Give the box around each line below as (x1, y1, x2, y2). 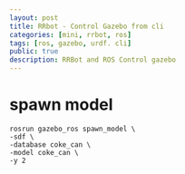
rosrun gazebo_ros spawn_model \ (9, 124, 136, 133)
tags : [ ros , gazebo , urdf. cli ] (9, 38, 131, 48)
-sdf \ (9, 132, 34, 141)
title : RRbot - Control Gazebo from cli (9, 22, 165, 31)
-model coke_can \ (9, 148, 79, 157)
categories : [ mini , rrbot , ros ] (9, 30, 131, 39)
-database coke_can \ (9, 140, 92, 150)
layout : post (9, 13, 59, 23)
